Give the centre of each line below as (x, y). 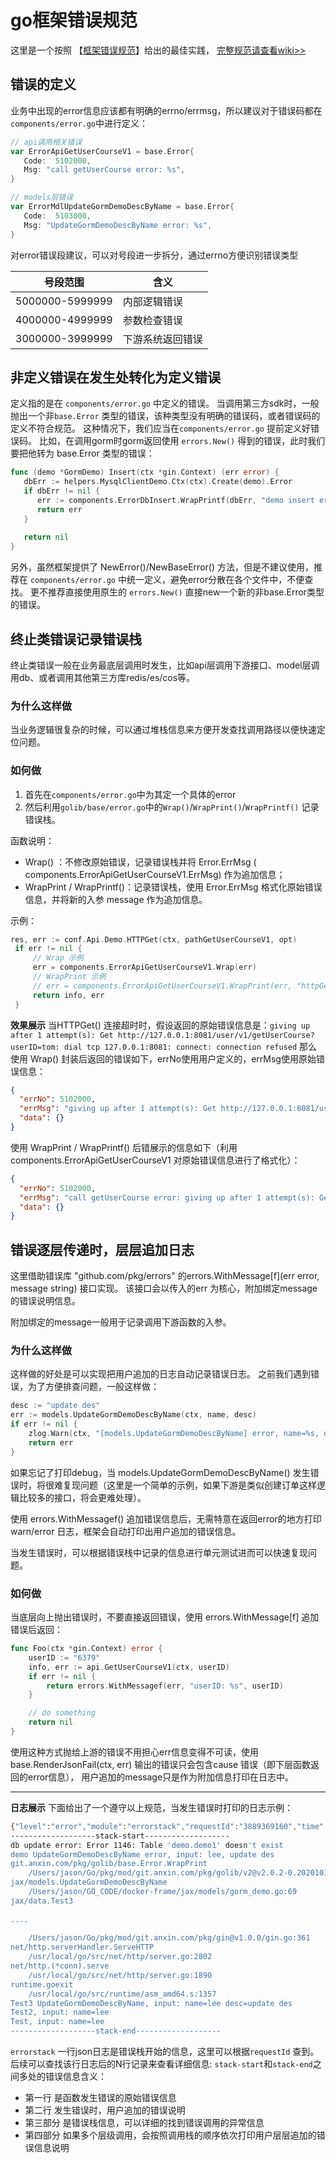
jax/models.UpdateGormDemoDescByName (89, 1882)
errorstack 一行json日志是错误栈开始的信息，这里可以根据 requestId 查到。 (165, 2051)
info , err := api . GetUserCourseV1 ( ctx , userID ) (129, 1667)
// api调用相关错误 (46, 142)
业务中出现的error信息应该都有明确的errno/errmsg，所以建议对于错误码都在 (166, 110)
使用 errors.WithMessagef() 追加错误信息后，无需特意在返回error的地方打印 (166, 1518)
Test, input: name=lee (57, 2022)
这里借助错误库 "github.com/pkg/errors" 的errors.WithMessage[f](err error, (165, 1276)
